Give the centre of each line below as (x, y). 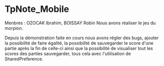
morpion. (14, 28)
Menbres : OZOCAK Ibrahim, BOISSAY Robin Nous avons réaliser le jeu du (80, 23)
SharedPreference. (24, 59)
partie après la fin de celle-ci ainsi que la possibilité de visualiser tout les (79, 48)
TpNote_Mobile (37, 9)
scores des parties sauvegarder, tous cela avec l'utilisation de (68, 54)
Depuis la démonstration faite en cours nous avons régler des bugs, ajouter (82, 38)
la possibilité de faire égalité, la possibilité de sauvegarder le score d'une (79, 43)
